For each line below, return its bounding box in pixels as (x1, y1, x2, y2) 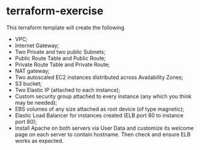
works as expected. (14, 137, 64, 144)
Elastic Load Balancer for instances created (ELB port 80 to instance (14, 112, 184, 119)
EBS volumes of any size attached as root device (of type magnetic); (14, 105, 184, 112)
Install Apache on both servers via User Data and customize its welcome (14, 124, 194, 131)
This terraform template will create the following (6, 24, 125, 31)
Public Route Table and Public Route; (14, 54, 106, 62)
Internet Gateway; (14, 42, 59, 49)
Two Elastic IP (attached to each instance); (14, 86, 121, 93)
